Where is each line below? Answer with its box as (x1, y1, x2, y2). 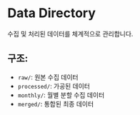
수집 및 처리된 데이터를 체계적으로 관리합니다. (7, 29, 134, 38)
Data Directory (7, 5, 96, 21)
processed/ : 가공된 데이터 (17, 81, 91, 90)
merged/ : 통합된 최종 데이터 (17, 99, 94, 108)
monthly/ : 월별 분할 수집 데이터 (17, 91, 105, 99)
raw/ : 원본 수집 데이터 (17, 73, 79, 81)
